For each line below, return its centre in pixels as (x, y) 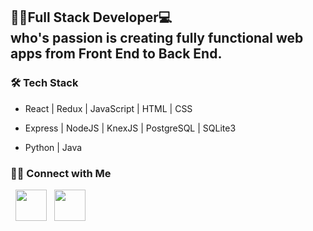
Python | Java (53, 147)
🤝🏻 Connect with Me (61, 173)
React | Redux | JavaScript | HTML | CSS (108, 108)
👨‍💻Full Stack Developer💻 (91, 17)
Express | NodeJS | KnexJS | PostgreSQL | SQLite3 (130, 128)
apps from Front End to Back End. (116, 54)
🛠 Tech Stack (44, 83)
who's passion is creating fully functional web (157, 38)
